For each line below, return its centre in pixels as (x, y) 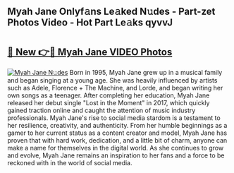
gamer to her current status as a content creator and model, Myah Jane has (117, 133)
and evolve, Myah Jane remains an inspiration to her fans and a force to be (116, 155)
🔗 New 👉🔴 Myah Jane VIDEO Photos (90, 52)
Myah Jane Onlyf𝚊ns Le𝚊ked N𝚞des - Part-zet (111, 12)
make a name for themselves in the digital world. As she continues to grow (116, 148)
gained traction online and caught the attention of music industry (101, 110)
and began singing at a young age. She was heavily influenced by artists (112, 80)
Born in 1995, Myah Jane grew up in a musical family (146, 72)
